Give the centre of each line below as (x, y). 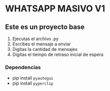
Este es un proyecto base (45, 27)
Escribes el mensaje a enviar (41, 44)
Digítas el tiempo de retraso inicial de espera (58, 54)
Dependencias (23, 67)
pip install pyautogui (33, 78)
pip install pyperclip (33, 83)
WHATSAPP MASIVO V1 (55, 9)
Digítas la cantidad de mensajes (45, 49)
